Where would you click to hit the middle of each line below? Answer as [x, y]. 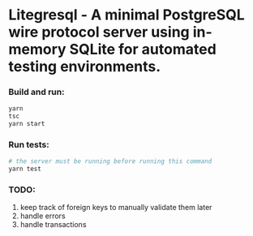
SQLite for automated [143, 49]
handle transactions [53, 225]
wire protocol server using [99, 32]
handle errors [43, 216]
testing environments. [85, 67]
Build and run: [36, 92]
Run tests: [29, 145]
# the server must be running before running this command [110, 161]
